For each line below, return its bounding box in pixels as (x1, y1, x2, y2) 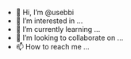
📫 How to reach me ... (15, 42, 90, 51)
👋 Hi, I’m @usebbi (15, 8, 74, 17)
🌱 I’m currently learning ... (15, 25, 101, 33)
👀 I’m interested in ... (15, 16, 83, 26)
